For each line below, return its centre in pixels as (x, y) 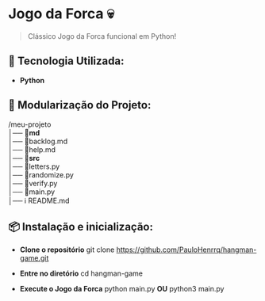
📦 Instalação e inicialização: (81, 227)
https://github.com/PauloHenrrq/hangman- (186, 250)
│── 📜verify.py (33, 183)
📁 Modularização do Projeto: (80, 105)
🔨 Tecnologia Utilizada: (66, 61)
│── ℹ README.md (39, 200)
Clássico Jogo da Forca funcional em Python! (102, 36)
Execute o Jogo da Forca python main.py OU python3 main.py (122, 289)
